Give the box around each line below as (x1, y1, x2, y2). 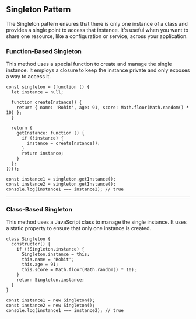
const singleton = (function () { (6, 84, 90, 90)
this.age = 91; (21, 262, 59, 268)
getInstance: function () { (16, 130, 85, 136)
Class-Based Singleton (6, 206, 73, 214)
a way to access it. (6, 73, 51, 80)
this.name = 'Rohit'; (21, 256, 75, 262)
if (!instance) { (21, 136, 64, 141)
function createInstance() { (11, 99, 82, 106)
